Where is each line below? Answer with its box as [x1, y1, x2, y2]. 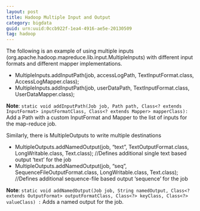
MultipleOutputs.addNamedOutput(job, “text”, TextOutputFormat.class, [14, 143, 189, 151]
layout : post [6, 8, 39, 15]
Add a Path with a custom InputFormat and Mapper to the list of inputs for [6, 114, 187, 121]
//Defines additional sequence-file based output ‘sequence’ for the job [14, 175, 188, 182]
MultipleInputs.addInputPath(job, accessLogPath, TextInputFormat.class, [14, 72, 194, 79]
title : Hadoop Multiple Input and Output [6, 14, 111, 20]
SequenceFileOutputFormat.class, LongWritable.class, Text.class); [14, 169, 179, 176]
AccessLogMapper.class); [14, 78, 79, 85]
